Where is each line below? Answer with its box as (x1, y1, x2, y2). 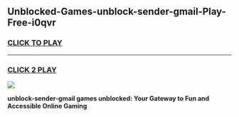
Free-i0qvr (7, 17, 57, 29)
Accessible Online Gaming (7, 101, 87, 110)
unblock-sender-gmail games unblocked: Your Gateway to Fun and (7, 94, 210, 102)
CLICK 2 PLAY (7, 65, 57, 74)
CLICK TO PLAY (7, 38, 63, 48)
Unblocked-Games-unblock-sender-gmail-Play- (7, 6, 226, 18)
